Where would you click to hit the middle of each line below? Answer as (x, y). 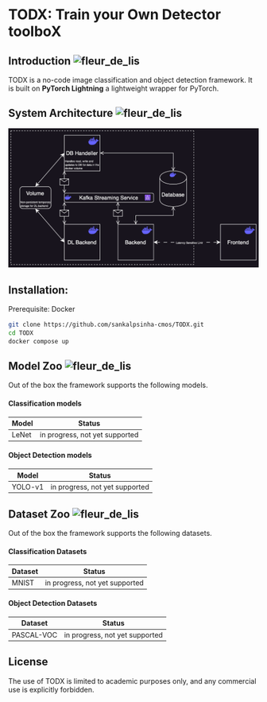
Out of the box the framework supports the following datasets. (110, 533)
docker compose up (39, 341)
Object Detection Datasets (53, 603)
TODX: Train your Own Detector (114, 15)
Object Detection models (50, 456)
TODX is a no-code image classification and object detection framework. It (130, 80)
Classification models (45, 403)
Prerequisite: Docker (42, 308)
